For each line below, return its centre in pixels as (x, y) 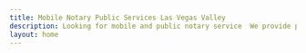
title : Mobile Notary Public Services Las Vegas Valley (117, 18)
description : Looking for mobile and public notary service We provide (150, 26)
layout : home (34, 34)
